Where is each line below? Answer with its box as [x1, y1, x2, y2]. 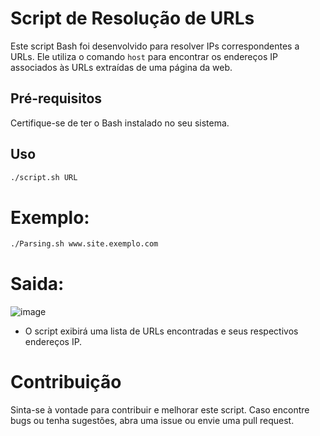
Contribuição [10, 371, 122, 394]
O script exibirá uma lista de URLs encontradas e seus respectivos [24, 325, 299, 337]
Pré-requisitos [10, 90, 103, 107]
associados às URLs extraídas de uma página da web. [10, 61, 233, 73]
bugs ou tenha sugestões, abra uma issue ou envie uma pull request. [10, 415, 295, 427]
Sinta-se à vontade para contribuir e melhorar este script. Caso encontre [10, 404, 310, 416]
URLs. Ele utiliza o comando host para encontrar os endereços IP [10, 50, 278, 62]
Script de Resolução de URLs [10, 7, 255, 30]
